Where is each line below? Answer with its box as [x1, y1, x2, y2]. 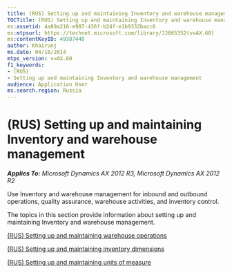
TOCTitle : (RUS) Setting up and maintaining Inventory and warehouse [7, 17, 212, 23]
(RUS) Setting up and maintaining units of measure [7, 258, 152, 267]
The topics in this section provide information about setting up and [7, 211, 197, 219]
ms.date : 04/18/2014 [7, 49, 67, 56]
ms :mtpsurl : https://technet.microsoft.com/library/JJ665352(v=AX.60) [7, 29, 215, 37]
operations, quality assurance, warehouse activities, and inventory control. [7, 198, 220, 206]
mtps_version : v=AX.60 [7, 55, 72, 62]
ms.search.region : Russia [7, 87, 81, 94]
